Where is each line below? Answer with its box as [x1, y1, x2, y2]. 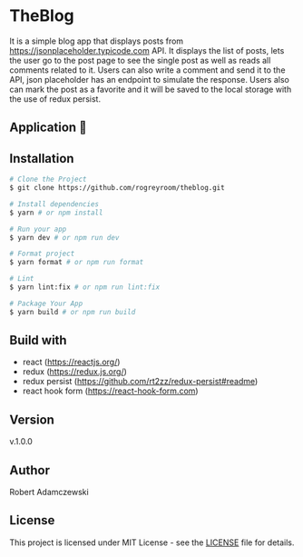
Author [9, 463, 50, 478]
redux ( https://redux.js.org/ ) [22, 366, 127, 377]
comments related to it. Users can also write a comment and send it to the [9, 65, 286, 75]
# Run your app [9, 224, 67, 234]
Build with [9, 333, 67, 348]
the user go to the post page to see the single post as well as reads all [9, 55, 271, 65]
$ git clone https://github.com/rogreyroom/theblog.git [9, 184, 225, 193]
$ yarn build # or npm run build [9, 307, 136, 316]
